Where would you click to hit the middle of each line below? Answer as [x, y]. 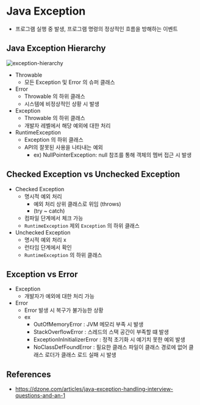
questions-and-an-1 [40, 396]
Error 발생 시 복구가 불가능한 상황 [64, 310]
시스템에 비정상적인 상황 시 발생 [62, 104]
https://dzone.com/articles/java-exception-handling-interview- [94, 389]
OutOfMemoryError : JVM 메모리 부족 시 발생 [88, 325]
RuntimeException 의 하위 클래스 [63, 255]
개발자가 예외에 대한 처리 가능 [59, 296]
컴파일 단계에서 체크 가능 [54, 218]
